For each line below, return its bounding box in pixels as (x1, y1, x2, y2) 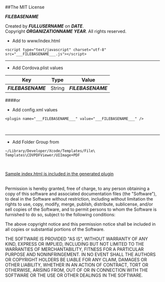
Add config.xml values (12, 107, 58, 112)
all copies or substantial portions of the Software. (5, 227, 105, 232)
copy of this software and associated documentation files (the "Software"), (5, 191, 157, 197)
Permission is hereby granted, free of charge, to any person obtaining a (5, 186, 150, 191)
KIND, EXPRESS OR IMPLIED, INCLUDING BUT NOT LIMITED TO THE (5, 241, 144, 247)
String (51, 85, 65, 91)
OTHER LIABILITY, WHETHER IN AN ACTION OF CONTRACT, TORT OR (5, 262, 148, 268)
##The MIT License (5, 4, 45, 10)
